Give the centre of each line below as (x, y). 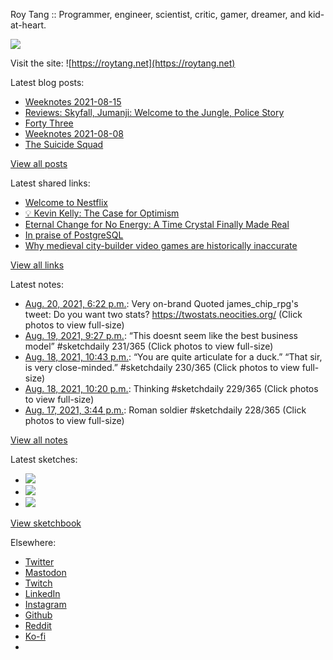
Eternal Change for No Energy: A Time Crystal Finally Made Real (157, 224)
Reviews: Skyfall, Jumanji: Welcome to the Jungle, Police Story (154, 112)
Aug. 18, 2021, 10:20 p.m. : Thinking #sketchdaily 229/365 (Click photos (171, 388)
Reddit (38, 625)
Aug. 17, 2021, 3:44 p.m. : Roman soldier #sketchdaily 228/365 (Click (165, 410)
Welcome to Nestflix (66, 202)
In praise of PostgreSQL (74, 235)
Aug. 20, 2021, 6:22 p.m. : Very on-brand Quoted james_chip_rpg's (161, 303)
